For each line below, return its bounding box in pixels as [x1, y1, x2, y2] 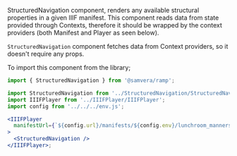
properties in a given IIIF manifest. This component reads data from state [7, 13, 219, 22]
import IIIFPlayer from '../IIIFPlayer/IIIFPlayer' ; [7, 96, 166, 103]
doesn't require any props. [7, 49, 85, 58]
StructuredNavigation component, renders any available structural [7, 6, 200, 14]
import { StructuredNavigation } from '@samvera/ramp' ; [7, 77, 175, 84]
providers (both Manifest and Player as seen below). [7, 28, 159, 37]
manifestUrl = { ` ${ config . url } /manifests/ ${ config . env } [13, 122, 175, 129]
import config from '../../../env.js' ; [7, 102, 125, 110]
